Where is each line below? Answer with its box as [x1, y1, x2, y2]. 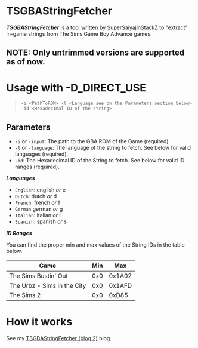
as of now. [6, 57, 46, 67]
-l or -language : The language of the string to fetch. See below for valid [14, 144, 191, 152]
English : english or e [14, 186, 66, 193]
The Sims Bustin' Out [9, 272, 69, 280]
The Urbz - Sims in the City [9, 282, 86, 290]
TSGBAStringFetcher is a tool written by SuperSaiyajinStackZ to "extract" [6, 24, 188, 31]
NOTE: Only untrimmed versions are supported [6, 48, 185, 58]
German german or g [14, 205, 63, 213]
